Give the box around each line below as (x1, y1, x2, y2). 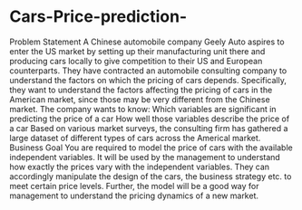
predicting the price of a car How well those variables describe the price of (9, 113, 290, 124)
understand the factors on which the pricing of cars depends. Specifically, (9, 74, 287, 85)
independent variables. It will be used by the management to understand (9, 151, 281, 162)
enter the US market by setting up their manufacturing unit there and (9, 45, 266, 56)
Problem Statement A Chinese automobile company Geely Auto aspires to (9, 36, 285, 47)
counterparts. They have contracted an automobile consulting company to (9, 65, 287, 76)
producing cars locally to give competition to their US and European (9, 55, 263, 66)
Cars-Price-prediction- (9, 6, 188, 27)
